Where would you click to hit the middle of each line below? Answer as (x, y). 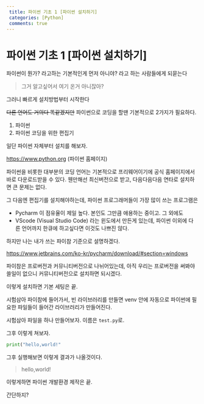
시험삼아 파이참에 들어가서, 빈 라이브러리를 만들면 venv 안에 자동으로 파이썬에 (98, 300)
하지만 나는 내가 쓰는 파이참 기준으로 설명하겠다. (63, 241)
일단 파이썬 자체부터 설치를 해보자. (47, 146)
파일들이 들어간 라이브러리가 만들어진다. (65, 307)
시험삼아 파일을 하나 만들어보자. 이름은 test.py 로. (65, 320)
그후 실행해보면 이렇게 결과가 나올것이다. (54, 357)
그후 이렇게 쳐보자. (28, 333)
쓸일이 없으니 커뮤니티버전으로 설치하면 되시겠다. (64, 274)
